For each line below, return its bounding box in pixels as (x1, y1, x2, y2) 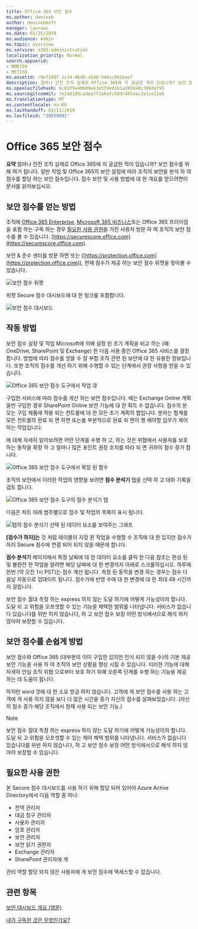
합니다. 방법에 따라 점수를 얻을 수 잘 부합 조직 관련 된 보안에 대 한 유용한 (6, 354, 171, 361)
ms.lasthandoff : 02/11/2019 (6, 107, 75, 113)
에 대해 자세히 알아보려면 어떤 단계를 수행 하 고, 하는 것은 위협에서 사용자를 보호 (6, 436, 189, 443)
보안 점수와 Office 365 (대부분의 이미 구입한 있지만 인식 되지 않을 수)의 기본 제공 (6, 653, 191, 660)
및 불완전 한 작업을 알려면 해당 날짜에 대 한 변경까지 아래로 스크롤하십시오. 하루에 (6, 561, 192, 568)
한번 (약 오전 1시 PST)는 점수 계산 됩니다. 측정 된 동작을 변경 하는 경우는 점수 (6, 568, 181, 575)
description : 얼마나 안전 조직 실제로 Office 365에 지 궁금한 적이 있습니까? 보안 (6, 80, 186, 86)
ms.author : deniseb (6, 14, 54, 20)
